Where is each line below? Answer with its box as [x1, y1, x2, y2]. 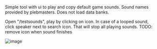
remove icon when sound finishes [5, 29, 72, 34]
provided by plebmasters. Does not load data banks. [5, 9, 110, 15]
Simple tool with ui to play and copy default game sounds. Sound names [5, 4, 149, 10]
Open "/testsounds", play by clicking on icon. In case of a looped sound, [5, 19, 149, 24]
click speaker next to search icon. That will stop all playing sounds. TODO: [5, 24, 153, 30]
